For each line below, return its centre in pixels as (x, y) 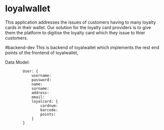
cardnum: (49, 106)
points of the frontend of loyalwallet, (42, 53)
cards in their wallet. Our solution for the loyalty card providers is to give (78, 27)
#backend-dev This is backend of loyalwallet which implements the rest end (82, 47)
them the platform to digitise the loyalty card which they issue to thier (75, 32)
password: (41, 80)
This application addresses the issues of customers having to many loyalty (81, 22)
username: (41, 75)
